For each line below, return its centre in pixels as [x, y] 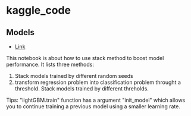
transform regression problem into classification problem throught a [98, 82]
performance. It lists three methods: [50, 64]
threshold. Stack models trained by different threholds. [82, 89]
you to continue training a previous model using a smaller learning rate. [93, 106]
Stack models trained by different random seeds [74, 76]
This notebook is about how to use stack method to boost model [85, 58]
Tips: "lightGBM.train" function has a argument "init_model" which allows [96, 100]
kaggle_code [39, 10]
